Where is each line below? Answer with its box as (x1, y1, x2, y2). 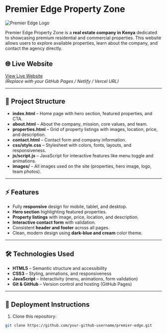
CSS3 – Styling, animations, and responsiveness (12, 270, 112, 276)
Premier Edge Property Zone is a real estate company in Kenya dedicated (5, 29, 158, 35)
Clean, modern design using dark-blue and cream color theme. (12, 230, 143, 236)
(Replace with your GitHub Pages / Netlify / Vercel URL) (5, 78, 119, 84)
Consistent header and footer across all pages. (12, 225, 110, 231)
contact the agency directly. (5, 45, 63, 51)
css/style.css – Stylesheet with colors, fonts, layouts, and (12, 142, 132, 148)
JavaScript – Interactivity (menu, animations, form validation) (12, 276, 138, 282)
